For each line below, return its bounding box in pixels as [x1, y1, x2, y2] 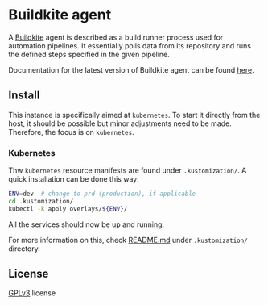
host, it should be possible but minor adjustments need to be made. [8, 119, 232, 128]
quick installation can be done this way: [8, 174, 139, 184]
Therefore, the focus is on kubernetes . [8, 127, 134, 136]
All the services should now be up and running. [8, 219, 165, 229]
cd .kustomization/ [8, 197, 74, 205]
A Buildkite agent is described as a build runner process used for [8, 32, 224, 42]
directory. [8, 244, 40, 253]
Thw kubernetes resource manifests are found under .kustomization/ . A [8, 165, 247, 175]
